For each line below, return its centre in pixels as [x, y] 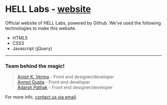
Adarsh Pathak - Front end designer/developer [65, 88]
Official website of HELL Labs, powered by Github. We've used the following [83, 23]
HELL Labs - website [48, 9]
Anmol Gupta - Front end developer [54, 82]
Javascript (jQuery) [32, 48]
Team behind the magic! [35, 66]
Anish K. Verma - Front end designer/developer [66, 77]
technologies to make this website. [41, 28]
